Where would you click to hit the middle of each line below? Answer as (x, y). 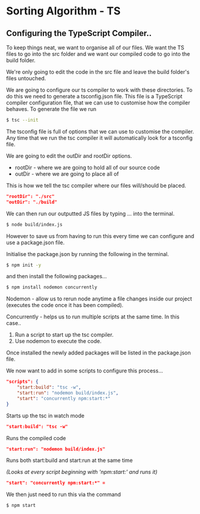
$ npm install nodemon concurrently (52, 287)
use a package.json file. (36, 242)
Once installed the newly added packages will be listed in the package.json (99, 353)
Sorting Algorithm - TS (64, 11)
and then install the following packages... (57, 276)
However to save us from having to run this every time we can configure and (100, 236)
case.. (14, 323)
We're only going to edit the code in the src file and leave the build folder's (98, 72)
